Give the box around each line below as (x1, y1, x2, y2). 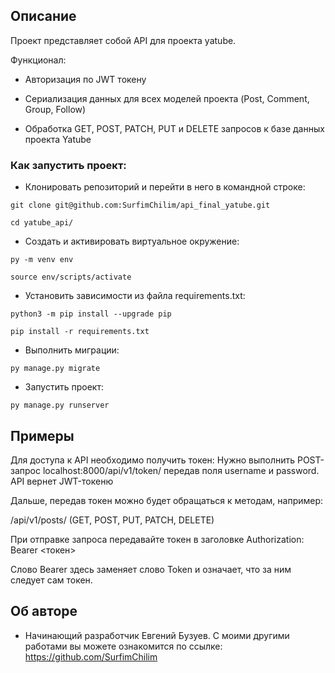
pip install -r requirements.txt (10, 327, 150, 337)
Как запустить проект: (10, 158, 127, 172)
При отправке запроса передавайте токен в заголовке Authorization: (10, 533, 305, 545)
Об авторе (10, 603, 78, 620)
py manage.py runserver (10, 400, 110, 411)
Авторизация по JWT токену (24, 73, 147, 85)
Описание (10, 8, 77, 25)
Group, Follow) (24, 103, 87, 115)
